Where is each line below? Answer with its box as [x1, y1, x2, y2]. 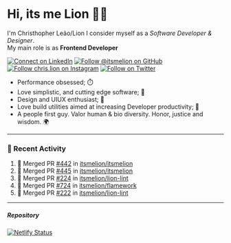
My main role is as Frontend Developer [7, 43, 118, 52]
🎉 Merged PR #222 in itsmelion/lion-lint [16, 189, 129, 197]
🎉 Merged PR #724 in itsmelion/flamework [16, 182, 137, 190]
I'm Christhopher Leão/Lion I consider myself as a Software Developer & [7, 29, 212, 37]
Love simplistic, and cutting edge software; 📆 [16, 87, 146, 96]
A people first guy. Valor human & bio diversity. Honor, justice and [16, 109, 203, 118]
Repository [7, 211, 40, 219]
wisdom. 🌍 [16, 117, 49, 126]
